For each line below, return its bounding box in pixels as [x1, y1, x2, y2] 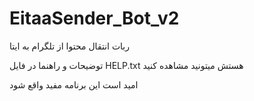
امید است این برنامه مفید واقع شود [9, 78, 139, 91]
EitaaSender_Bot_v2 [9, 7, 180, 30]
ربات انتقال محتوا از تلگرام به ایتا [9, 40, 131, 52]
